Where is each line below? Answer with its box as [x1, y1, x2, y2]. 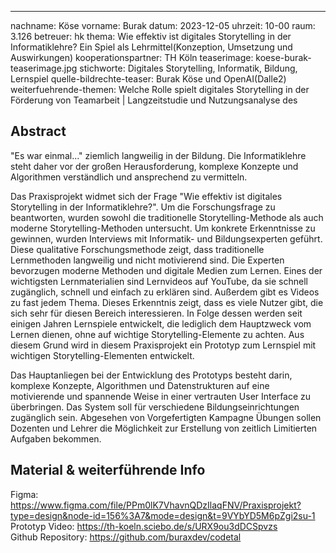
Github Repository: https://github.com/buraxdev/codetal [10, 531, 242, 543]
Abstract [10, 123, 67, 140]
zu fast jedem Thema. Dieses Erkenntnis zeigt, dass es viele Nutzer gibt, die [10, 296, 324, 308]
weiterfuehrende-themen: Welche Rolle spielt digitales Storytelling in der [10, 84, 310, 95]
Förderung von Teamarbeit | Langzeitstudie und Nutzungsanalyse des [10, 94, 298, 106]
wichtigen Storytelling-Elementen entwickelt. [10, 349, 195, 361]
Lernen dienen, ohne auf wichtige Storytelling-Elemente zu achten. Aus [10, 328, 305, 340]
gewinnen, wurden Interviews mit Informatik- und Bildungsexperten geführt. [10, 232, 323, 245]
